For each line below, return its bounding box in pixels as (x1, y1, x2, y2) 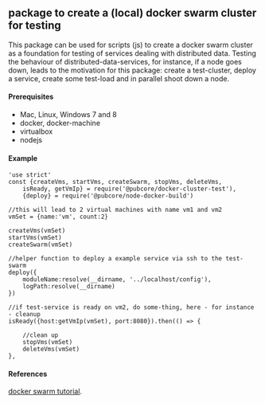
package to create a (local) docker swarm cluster (8, 6, 257, 20)
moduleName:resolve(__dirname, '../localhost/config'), (22, 276, 212, 284)
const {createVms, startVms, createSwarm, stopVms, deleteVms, (8, 178, 223, 186)
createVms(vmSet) (8, 227, 66, 235)
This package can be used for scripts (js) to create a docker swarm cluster (8, 40, 253, 49)
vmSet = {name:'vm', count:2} (8, 213, 109, 221)
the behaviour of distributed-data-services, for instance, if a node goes (8, 57, 243, 66)
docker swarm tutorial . (8, 386, 82, 397)
